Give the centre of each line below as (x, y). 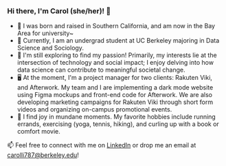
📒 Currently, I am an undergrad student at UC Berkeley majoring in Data (118, 41)
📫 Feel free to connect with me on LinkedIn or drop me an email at (102, 145)
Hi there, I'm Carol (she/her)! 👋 (59, 11)
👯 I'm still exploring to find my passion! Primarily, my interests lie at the (117, 55)
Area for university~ (45, 33)
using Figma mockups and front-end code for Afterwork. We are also (115, 95)
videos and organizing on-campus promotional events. (94, 110)
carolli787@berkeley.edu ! (43, 155)
